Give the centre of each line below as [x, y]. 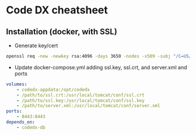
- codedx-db [31, 127]
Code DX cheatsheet [57, 10]
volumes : [17, 84]
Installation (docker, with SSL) [62, 32]
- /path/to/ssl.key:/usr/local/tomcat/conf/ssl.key [80, 100]
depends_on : [20, 122]
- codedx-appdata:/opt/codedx [53, 90]
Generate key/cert [36, 45]
